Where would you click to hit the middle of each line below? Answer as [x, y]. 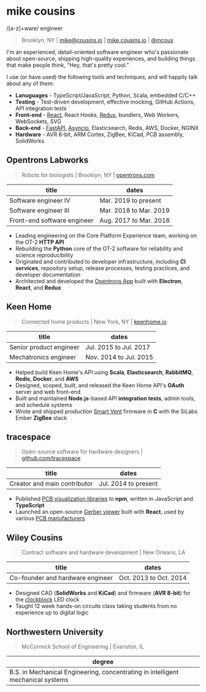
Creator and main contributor [51, 484]
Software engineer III [39, 210]
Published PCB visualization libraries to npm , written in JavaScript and [104, 499]
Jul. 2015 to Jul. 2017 [118, 347]
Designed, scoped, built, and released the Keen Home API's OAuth [100, 385]
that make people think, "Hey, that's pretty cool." [68, 65]
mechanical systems [39, 680]
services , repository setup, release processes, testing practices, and [102, 268]
